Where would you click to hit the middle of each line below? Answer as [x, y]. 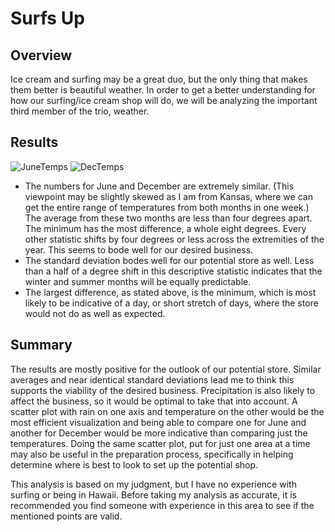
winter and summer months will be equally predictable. [138, 281]
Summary [41, 345]
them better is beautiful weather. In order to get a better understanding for [163, 90]
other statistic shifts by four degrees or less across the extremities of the [174, 239]
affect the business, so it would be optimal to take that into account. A [154, 401]
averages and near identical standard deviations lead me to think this [152, 379]
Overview [41, 55]
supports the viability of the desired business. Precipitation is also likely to [163, 390]
